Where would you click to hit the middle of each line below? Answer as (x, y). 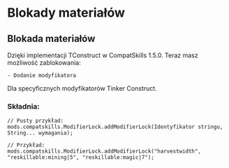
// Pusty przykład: (36, 121)
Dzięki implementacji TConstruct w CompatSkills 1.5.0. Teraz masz (103, 55)
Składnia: (24, 106)
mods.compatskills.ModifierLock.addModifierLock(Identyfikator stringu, (115, 127)
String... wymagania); (40, 133)
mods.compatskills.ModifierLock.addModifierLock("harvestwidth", (104, 151)
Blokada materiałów (51, 39)
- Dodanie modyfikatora (42, 75)
